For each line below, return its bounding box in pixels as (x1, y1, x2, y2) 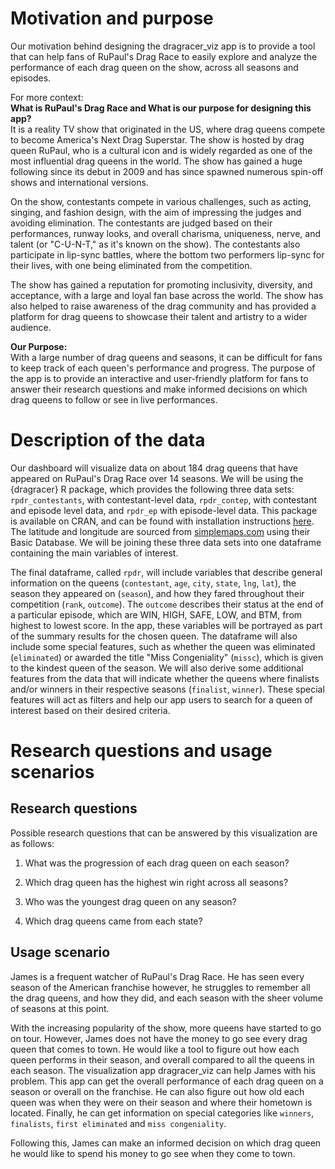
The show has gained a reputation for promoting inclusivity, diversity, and (10, 278, 313, 291)
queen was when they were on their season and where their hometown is (10, 1096, 313, 1108)
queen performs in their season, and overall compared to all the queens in (10, 1053, 315, 1066)
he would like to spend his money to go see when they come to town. (10, 1147, 296, 1159)
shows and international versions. (10, 176, 149, 188)
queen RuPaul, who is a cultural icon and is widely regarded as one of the (10, 144, 313, 156)
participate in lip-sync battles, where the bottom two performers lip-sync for (10, 248, 325, 261)
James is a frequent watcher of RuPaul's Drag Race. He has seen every (10, 970, 305, 982)
